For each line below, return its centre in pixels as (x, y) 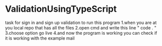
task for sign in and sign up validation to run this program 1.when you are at (81, 23)
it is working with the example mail (40, 38)
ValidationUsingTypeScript (61, 9)
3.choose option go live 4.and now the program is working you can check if (81, 33)
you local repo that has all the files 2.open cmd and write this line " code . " (81, 27)
